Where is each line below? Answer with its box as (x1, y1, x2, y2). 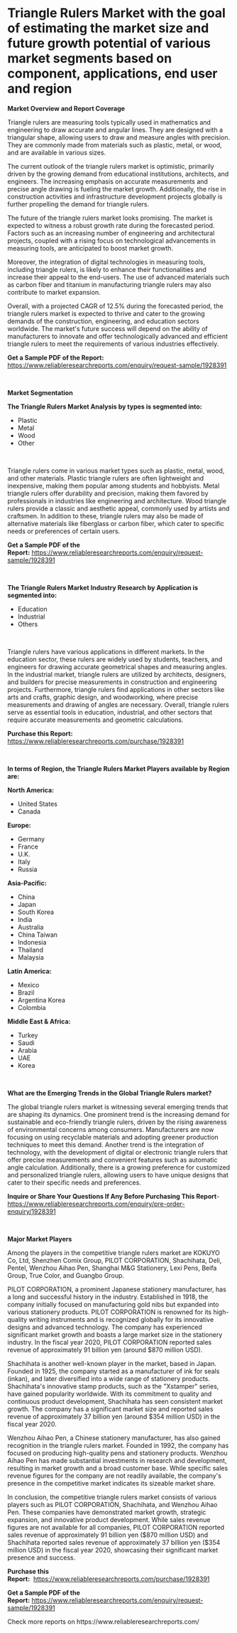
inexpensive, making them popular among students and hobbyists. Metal (7, 481, 220, 490)
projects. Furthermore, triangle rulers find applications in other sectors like (7, 685, 225, 693)
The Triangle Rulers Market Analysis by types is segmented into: (7, 402, 202, 411)
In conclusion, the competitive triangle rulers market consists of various (7, 1493, 217, 1501)
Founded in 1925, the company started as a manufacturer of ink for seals (7, 1367, 220, 1375)
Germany (17, 834, 45, 843)
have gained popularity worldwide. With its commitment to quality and (7, 1390, 212, 1398)
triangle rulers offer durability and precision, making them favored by (7, 489, 209, 498)
